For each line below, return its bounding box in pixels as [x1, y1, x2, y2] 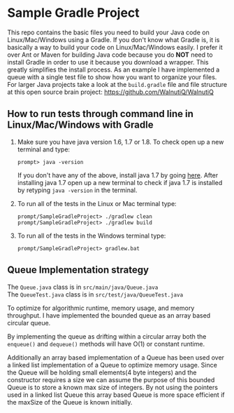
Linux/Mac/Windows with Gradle [7, 119, 154, 131]
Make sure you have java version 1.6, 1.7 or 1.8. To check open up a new [17, 137, 224, 146]
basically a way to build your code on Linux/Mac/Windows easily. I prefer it [7, 43, 224, 51]
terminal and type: [17, 145, 71, 154]
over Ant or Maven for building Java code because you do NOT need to [7, 50, 213, 59]
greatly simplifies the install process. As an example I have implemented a [7, 65, 220, 74]
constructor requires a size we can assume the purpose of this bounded [7, 375, 215, 384]
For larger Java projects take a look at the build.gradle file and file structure [7, 80, 228, 88]
